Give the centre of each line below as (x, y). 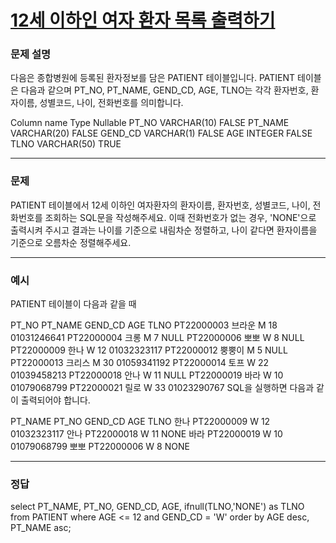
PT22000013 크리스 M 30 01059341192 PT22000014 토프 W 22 (140, 363)
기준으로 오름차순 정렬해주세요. (71, 242)
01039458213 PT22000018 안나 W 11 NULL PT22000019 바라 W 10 (147, 375)
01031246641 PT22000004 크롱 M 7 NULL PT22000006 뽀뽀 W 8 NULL (157, 338)
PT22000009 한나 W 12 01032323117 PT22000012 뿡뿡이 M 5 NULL (149, 350)
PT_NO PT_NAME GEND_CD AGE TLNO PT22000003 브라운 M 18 (144, 325)
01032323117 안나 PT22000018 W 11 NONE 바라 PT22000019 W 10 (146, 434)
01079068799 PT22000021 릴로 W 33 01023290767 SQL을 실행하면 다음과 (162, 388)
